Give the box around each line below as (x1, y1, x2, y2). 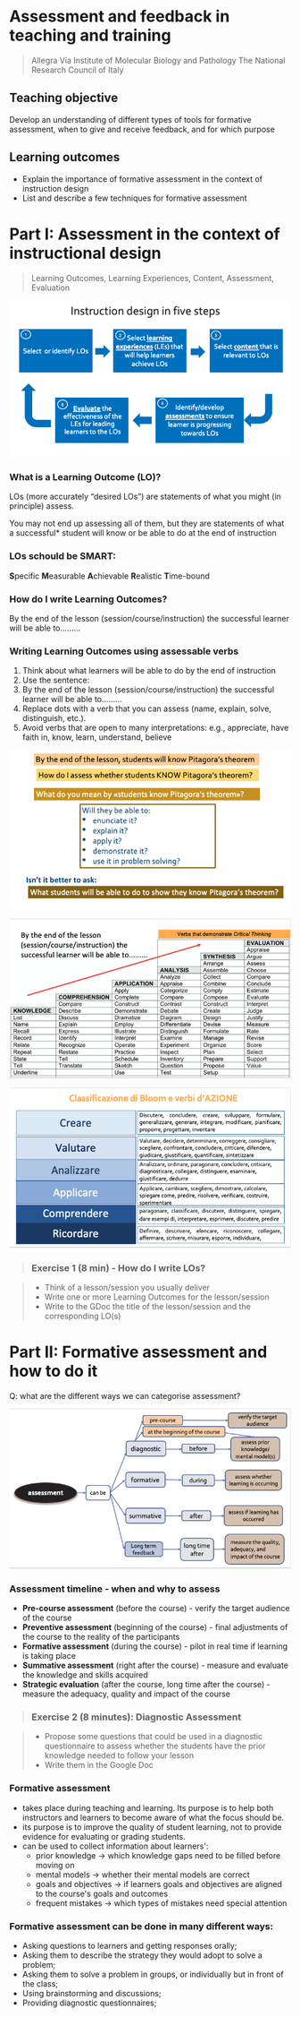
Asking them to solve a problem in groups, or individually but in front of (21, 1969, 284, 1980)
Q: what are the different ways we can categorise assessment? (9, 1391, 241, 1402)
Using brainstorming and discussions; (21, 1988, 162, 1999)
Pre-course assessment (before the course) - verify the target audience (21, 1603, 290, 1614)
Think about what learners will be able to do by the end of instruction (21, 665, 277, 676)
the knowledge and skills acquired (21, 1669, 149, 1680)
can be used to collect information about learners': (21, 1841, 209, 1851)
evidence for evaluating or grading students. (21, 1831, 186, 1841)
